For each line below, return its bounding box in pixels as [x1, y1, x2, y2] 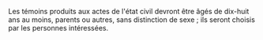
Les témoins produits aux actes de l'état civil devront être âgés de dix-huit [8, 7, 250, 16]
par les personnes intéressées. [8, 24, 109, 32]
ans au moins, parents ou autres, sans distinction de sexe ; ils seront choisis [8, 15, 255, 24]
